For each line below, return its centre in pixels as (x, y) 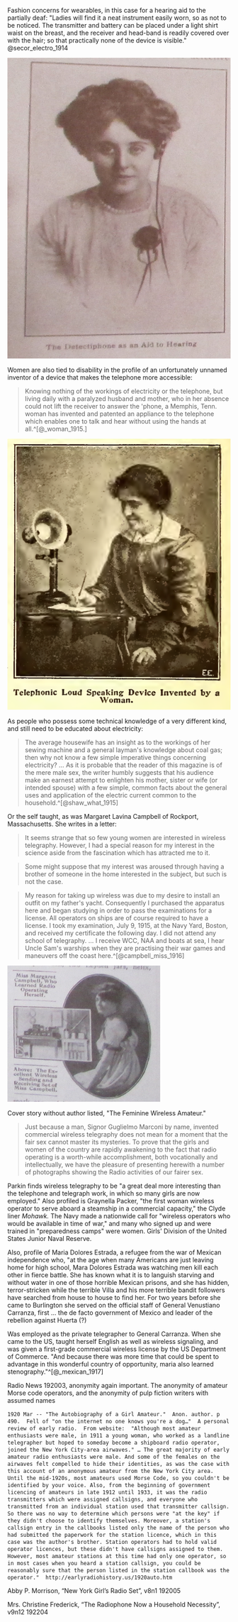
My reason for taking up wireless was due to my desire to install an (122, 895)
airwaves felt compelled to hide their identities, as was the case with (119, 1464)
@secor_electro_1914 (38, 48)
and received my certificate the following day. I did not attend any (120, 933)
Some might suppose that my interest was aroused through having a (124, 866)
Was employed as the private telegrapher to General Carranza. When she (114, 1334)
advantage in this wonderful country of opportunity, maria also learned (110, 1364)
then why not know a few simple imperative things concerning (115, 757)
